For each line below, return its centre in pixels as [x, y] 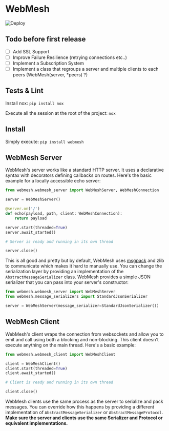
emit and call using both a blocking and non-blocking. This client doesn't [82, 339]
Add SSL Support [31, 51]
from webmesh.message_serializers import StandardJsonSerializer [76, 297]
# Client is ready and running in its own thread [59, 382]
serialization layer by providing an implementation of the [65, 272]
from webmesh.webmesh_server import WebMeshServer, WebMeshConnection [82, 190]
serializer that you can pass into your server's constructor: [67, 282]
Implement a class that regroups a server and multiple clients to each [86, 69]
